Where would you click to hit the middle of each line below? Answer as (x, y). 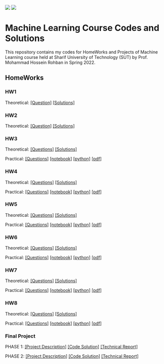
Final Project (20, 336)
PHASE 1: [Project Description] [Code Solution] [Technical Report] (71, 347)
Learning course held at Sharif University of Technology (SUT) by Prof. (76, 57)
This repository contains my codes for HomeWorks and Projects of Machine (82, 52)
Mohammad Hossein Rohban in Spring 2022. (50, 62)
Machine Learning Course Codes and (82, 28)
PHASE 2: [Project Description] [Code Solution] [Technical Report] (72, 356)
